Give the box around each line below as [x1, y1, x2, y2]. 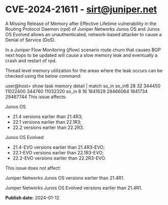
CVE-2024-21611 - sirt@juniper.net [5, 4, 157, 15]
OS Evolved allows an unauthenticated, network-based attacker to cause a [5, 31, 162, 37]
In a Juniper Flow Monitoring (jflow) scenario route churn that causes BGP [5, 47, 161, 53]
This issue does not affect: [5, 165, 61, 171]
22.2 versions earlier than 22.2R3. [12, 124, 84, 130]
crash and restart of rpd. [5, 57, 57, 63]
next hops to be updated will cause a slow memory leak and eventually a [5, 52, 158, 58]
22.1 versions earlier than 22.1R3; [12, 119, 82, 125]
